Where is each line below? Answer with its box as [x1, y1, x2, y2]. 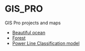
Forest [12, 35, 26, 41]
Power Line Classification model [12, 40, 80, 46]
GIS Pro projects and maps [5, 20, 61, 26]
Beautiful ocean [12, 29, 45, 35]
